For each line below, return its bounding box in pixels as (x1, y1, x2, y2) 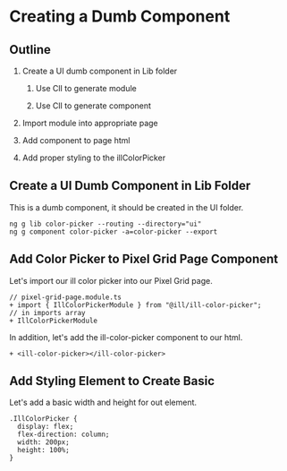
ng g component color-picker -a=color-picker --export (9, 227, 218, 236)
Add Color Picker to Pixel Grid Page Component (9, 252, 279, 267)
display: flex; (17, 423, 74, 432)
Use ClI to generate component (35, 100, 152, 111)
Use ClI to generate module (35, 83, 137, 93)
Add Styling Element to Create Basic (9, 373, 215, 389)
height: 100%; (17, 446, 70, 455)
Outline (9, 42, 51, 57)
